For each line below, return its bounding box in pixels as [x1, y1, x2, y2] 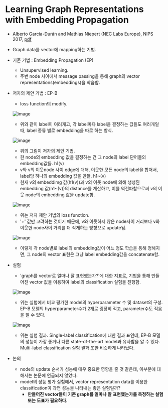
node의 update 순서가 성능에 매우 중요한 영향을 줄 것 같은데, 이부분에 [20, 366, 156, 372]
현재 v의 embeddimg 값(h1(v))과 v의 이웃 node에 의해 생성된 [20, 179, 140, 185]
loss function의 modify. [20, 100, 68, 106]
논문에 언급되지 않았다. [33, 372, 78, 378]
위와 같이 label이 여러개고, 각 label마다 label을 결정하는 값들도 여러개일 [20, 121, 159, 127]
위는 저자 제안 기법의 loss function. [20, 212, 90, 218]
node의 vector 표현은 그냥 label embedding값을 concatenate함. [32, 251, 160, 257]
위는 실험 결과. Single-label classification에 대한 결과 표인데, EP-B [20, 332, 151, 338]
